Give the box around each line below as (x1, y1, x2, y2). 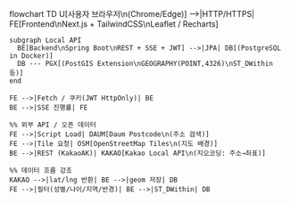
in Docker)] (9, 52, 54, 61)
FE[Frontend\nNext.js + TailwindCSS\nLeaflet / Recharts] (9, 19, 219, 29)
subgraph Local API (9, 36, 82, 45)
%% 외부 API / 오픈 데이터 (9, 120, 96, 129)
